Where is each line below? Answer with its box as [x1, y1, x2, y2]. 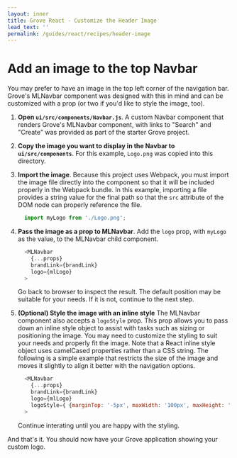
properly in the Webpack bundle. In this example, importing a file [17, 186, 207, 194]
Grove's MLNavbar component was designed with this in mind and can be [7, 91, 224, 100]
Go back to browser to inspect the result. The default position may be [17, 288, 221, 296]
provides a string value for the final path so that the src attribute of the [17, 193, 224, 202]
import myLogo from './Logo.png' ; [24, 214, 126, 222]
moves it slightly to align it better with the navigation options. [17, 362, 196, 370]
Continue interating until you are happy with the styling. [17, 421, 180, 430]
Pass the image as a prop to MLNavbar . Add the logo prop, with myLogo [17, 228, 227, 236]
